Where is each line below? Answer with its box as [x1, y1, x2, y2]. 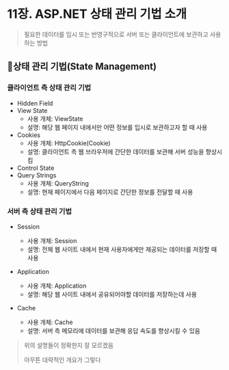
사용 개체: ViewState [27, 114, 83, 123]
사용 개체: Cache [27, 318, 73, 326]
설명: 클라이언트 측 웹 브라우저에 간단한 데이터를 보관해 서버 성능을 [27, 147, 204, 156]
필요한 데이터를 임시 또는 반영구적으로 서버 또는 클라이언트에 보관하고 [23, 30, 208, 38]
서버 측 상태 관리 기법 [7, 206, 72, 216]
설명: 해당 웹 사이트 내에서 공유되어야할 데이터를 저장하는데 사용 [27, 290, 197, 298]
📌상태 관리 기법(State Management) [7, 61, 157, 73]
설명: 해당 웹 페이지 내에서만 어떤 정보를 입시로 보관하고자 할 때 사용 [27, 123, 208, 131]
